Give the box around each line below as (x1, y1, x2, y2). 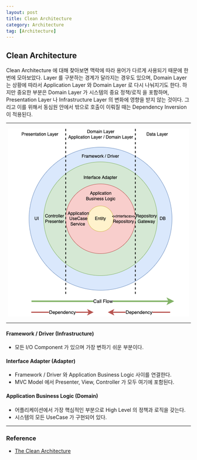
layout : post (6, 9, 38, 15)
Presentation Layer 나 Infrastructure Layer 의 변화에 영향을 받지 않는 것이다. (6, 96, 184, 103)
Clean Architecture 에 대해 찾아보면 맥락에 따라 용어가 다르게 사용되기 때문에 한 (6, 67, 189, 74)
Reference (6, 434, 36, 442)
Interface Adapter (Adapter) (6, 357, 76, 364)
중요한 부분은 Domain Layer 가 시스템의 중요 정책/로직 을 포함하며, (16, 89, 169, 96)
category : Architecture (6, 22, 64, 28)
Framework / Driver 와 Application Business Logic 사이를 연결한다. (14, 371, 172, 378)
